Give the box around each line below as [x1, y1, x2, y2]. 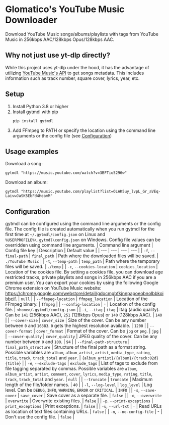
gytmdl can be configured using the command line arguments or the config [5, 221, 161, 227]
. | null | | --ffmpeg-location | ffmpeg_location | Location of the [15, 296, 148, 302]
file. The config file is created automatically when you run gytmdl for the [5, 226, 155, 232]
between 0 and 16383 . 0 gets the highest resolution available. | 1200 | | [5, 322, 149, 329]
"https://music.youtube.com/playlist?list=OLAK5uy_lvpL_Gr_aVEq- [21, 189, 161, 194]
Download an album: [5, 179, 48, 185]
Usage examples [5, 147, 59, 156]
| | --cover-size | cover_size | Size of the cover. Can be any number [5, 317, 146, 323]
